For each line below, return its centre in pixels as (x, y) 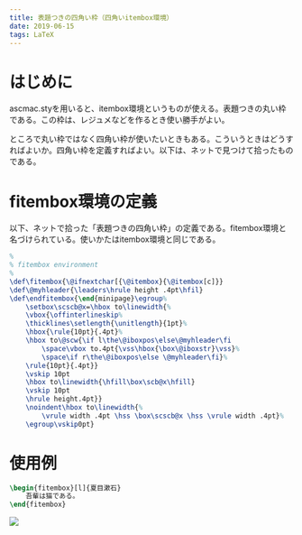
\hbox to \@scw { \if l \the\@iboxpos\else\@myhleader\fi (128, 340)
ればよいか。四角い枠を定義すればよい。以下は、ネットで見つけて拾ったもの (151, 151)
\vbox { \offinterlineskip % (74, 315)
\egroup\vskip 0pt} (60, 424)
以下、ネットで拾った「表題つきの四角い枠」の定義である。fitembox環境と (148, 228)
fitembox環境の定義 (83, 202)
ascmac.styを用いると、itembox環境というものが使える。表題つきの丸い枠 (148, 108)
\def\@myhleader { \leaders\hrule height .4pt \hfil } (106, 290)
